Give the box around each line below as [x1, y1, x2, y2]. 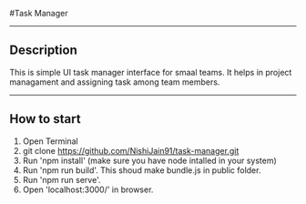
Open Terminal [22, 136, 79, 147]
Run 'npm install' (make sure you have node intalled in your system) [22, 155, 278, 166]
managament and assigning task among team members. [9, 76, 220, 87]
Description [9, 43, 77, 58]
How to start [9, 111, 81, 127]
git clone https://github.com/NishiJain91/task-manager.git [22, 145, 240, 156]
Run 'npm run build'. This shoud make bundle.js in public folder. [22, 164, 261, 176]
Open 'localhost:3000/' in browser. [22, 184, 154, 195]
